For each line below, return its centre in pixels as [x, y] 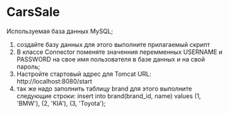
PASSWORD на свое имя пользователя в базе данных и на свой [111, 59]
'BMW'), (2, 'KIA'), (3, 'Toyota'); [61, 103]
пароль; [28, 66]
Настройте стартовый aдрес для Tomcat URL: [84, 74]
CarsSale [33, 12]
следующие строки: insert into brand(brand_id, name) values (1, [109, 96]
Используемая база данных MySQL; [60, 31]
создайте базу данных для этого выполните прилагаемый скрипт [113, 44]
